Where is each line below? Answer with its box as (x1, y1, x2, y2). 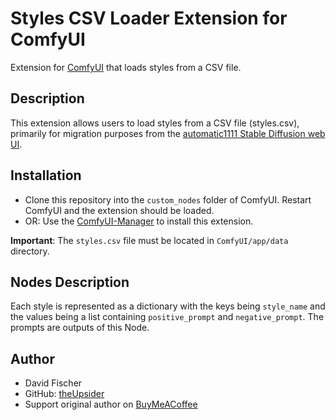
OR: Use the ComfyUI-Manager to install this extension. (24, 215, 254, 227)
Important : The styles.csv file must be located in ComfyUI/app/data (10, 234, 289, 246)
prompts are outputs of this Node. (10, 322, 150, 334)
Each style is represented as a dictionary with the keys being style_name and (10, 300, 326, 312)
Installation (10, 167, 82, 184)
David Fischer (24, 377, 83, 389)
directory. (10, 245, 50, 257)
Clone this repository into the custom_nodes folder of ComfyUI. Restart (24, 193, 312, 206)
